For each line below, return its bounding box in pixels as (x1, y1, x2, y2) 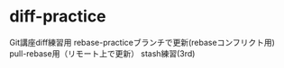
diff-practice (9, 6, 106, 27)
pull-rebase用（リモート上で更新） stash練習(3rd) (9, 47, 196, 59)
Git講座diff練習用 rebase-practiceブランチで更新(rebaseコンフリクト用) (9, 37, 275, 47)
